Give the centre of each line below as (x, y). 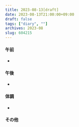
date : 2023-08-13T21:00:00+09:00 (40, 14)
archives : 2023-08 (24, 28)
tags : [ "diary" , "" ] (27, 24)
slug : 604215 (19, 33)
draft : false (19, 19)
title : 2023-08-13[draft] (32, 10)
